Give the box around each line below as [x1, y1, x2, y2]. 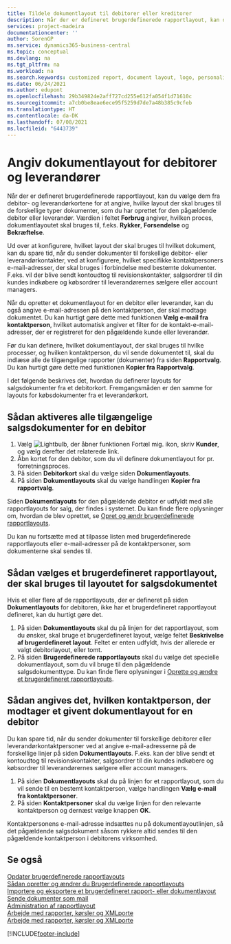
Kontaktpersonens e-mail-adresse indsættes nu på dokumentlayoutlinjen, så [7, 819, 223, 828]
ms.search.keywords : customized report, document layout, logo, [7, 74, 195, 81]
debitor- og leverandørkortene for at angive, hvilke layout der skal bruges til [7, 199, 221, 207]
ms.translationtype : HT [7, 106, 76, 113]
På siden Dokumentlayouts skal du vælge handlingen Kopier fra [16, 477, 201, 485]
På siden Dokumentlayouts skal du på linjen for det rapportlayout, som [16, 623, 219, 632]
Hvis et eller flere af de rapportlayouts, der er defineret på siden [7, 596, 188, 604]
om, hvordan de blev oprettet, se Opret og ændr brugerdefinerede [7, 512, 195, 520]
